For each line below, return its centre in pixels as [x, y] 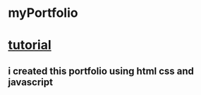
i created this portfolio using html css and [101, 71]
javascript [31, 82]
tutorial [30, 45]
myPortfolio [43, 13]
